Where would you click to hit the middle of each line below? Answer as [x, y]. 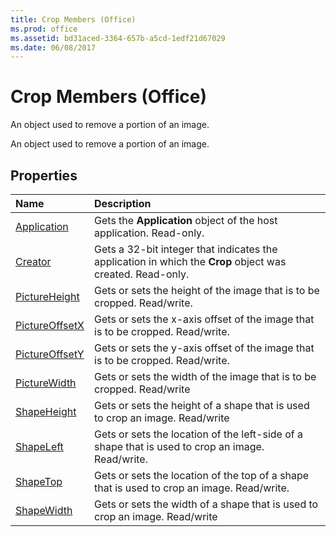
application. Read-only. [149, 233]
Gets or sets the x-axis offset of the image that [204, 319]
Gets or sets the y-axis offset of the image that [204, 348]
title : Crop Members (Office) [73, 19]
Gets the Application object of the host [186, 220]
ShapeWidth [44, 510]
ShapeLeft [39, 446]
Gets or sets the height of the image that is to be [207, 290]
